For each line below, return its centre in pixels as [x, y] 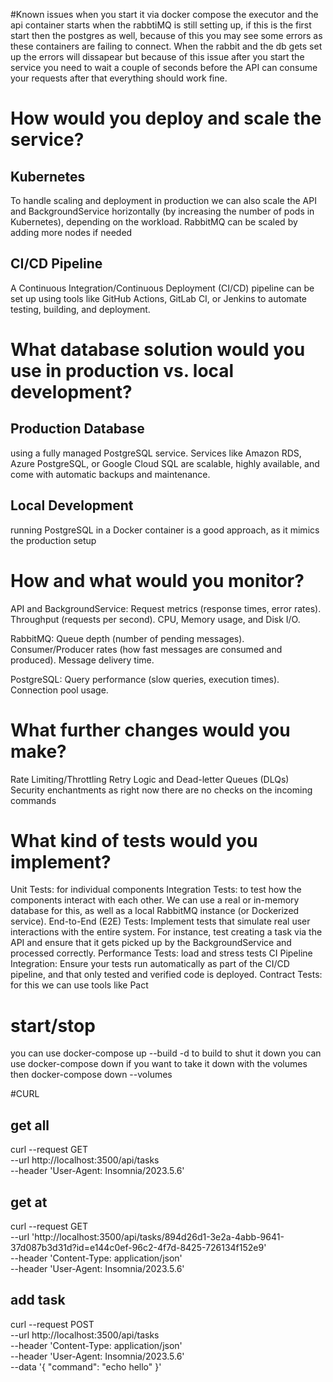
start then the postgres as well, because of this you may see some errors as [166, 35]
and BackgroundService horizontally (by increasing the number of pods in [162, 211]
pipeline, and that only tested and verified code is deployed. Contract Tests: [166, 975]
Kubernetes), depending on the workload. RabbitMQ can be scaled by [154, 222]
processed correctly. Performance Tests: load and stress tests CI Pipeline [161, 953]
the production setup [53, 540]
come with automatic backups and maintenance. [110, 474]
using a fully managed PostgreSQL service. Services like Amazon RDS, [156, 453]
